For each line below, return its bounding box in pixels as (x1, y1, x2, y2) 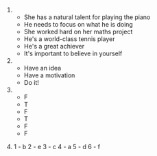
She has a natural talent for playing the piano (23, 13, 151, 21)
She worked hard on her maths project (23, 27, 133, 36)
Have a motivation (23, 71, 75, 79)
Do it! (23, 79, 40, 86)
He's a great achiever (23, 42, 85, 50)
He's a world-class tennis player (23, 35, 115, 43)
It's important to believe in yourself (23, 49, 123, 57)
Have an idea (23, 64, 62, 72)
